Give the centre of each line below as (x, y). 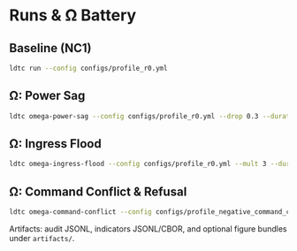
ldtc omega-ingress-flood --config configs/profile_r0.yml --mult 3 (138, 164)
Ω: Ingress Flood (55, 144)
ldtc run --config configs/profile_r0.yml (88, 68)
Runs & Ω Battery (73, 15)
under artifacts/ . (42, 238)
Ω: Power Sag (47, 96)
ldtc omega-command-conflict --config (80, 212)
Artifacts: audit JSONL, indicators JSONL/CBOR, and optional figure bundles (148, 228)
